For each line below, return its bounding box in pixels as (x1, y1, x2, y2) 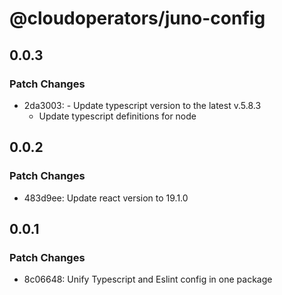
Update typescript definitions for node (38, 110, 197, 122)
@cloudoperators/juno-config (9, 7, 266, 30)
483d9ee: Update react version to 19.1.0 (23, 192, 189, 204)
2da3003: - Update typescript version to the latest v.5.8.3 (23, 99, 262, 111)
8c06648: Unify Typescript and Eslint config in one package (23, 273, 273, 286)
